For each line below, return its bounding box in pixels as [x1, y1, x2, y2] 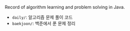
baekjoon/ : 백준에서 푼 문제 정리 [12, 21, 76, 26]
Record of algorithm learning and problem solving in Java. [5, 4, 125, 10]
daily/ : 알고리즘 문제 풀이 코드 [12, 14, 73, 20]
